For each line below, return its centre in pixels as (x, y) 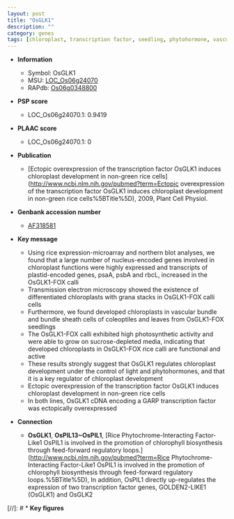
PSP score (32, 101)
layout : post (26, 14)
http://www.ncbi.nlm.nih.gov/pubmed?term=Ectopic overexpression (127, 184)
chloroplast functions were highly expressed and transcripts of (118, 268)
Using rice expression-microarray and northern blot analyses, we (121, 253)
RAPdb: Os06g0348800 (62, 88)
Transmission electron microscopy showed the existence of (113, 289)
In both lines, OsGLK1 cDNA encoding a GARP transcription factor (122, 401)
